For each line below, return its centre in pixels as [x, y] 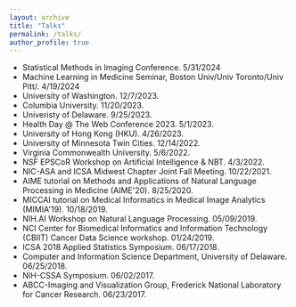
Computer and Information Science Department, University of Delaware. [155, 257]
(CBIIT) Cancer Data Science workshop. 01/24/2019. [118, 238]
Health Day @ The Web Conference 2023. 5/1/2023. [118, 125]
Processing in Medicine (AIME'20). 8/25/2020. [107, 190]
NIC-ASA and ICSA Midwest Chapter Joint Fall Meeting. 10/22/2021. [147, 172]
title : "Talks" [37, 26]
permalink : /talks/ [45, 34]
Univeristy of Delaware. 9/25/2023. [87, 115]
